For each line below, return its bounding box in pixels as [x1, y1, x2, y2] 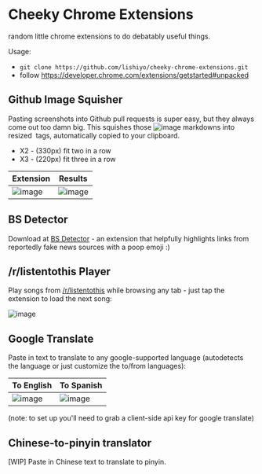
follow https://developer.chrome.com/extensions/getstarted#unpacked [19, 70, 249, 79]
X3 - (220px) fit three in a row [19, 154, 116, 164]
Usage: [8, 46, 31, 56]
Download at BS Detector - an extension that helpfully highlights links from [8, 233, 249, 243]
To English [12, 380, 53, 391]
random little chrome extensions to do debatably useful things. [8, 31, 210, 41]
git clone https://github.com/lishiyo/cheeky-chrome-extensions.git [19, 63, 249, 72]
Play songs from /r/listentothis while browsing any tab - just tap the [8, 285, 225, 296]
